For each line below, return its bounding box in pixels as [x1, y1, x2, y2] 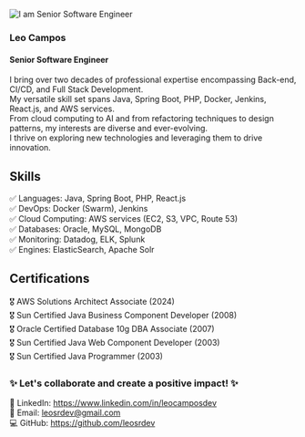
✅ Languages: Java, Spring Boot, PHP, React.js [9, 192, 187, 203]
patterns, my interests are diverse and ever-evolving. [9, 123, 208, 134]
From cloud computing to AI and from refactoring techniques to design [9, 113, 275, 124]
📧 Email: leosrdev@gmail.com [9, 407, 121, 419]
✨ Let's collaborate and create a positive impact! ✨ [9, 377, 239, 390]
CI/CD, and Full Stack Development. [9, 84, 144, 95]
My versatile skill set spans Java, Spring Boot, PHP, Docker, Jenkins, [9, 94, 267, 105]
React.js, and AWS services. [9, 103, 116, 114]
